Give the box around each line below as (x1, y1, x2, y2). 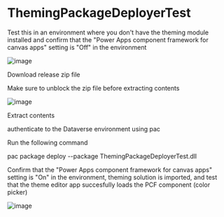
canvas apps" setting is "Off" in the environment (7, 43, 147, 51)
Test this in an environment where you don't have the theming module (7, 28, 209, 37)
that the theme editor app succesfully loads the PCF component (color (7, 180, 211, 189)
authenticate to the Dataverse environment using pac (7, 124, 161, 133)
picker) (7, 188, 28, 196)
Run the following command (7, 138, 88, 147)
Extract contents (7, 111, 55, 119)
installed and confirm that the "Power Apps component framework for (7, 35, 209, 44)
